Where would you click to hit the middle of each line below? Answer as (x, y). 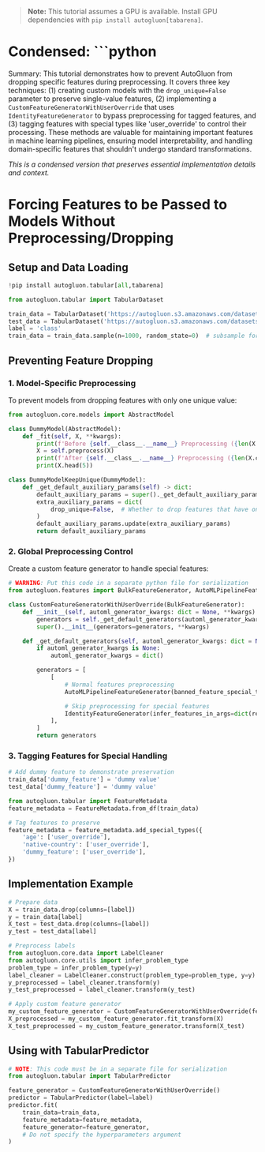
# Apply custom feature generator (65, 1004)
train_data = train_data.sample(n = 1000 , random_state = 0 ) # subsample (127, 336)
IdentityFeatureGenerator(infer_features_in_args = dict (156, 714)
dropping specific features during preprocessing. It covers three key (119, 81)
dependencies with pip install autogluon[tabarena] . (115, 20)
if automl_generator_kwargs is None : (98, 648)
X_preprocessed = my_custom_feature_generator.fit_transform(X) (116, 1019)
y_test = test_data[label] (52, 932)
